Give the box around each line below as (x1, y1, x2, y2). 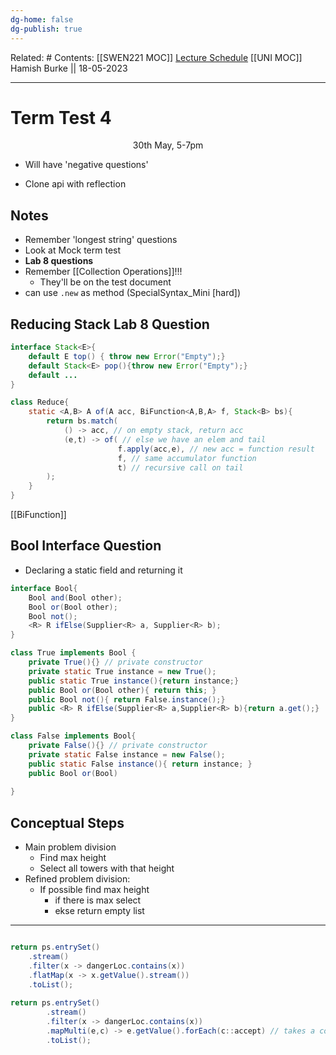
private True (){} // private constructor (28, 657, 203, 667)
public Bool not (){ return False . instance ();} (28, 694, 226, 705)
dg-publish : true (10, 24, 83, 34)
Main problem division (24, 841, 117, 853)
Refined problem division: (24, 873, 131, 885)
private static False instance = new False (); (28, 749, 226, 760)
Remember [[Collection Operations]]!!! (24, 266, 183, 278)
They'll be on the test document (39, 276, 172, 288)
